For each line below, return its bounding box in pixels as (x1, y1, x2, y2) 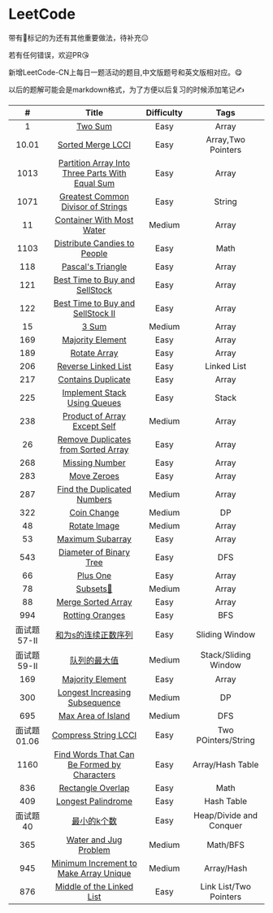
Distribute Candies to (54, 237, 135, 249)
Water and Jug (66, 834, 123, 846)
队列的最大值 (69, 654, 119, 666)
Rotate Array (70, 347, 119, 359)
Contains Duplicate (58, 373, 131, 385)
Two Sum (76, 120, 112, 132)
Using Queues (67, 397, 122, 408)
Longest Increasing (57, 686, 132, 698)
